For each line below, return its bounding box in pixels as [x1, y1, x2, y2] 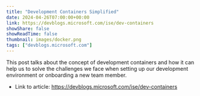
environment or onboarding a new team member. [6, 71, 127, 79]
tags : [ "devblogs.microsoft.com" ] [6, 43, 93, 49]
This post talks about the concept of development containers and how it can [6, 58, 195, 66]
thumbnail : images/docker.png [6, 37, 82, 43]
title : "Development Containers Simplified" [6, 8, 119, 15]
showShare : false [6, 25, 50, 32]
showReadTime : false [6, 31, 58, 37]
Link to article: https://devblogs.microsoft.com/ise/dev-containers [14, 83, 178, 90]
